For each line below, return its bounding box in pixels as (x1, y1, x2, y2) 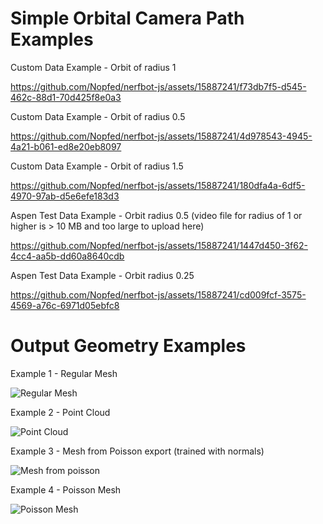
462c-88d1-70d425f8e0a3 (10, 91, 122, 103)
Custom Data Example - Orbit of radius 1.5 (10, 160, 184, 172)
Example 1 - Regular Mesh (10, 367, 118, 379)
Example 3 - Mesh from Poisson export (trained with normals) (10, 445, 265, 457)
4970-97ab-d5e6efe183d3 (10, 190, 120, 202)
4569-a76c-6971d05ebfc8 (10, 299, 120, 311)
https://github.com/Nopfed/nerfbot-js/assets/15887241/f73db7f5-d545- (10, 80, 307, 92)
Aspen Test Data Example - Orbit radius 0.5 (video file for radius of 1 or (10, 209, 303, 221)
